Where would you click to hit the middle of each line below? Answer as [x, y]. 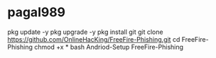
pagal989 [37, 12]
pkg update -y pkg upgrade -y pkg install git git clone [85, 32]
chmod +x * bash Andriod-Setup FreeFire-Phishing [109, 47]
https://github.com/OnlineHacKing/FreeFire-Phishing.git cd [94, 39]
